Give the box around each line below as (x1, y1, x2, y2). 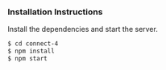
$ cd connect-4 (7, 40, 59, 48)
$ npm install (7, 47, 56, 56)
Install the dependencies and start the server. (7, 25, 158, 34)
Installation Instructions (7, 6, 103, 17)
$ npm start (7, 55, 48, 63)
